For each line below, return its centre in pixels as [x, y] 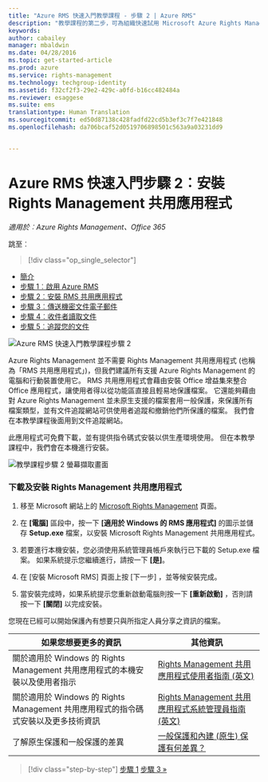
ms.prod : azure [33, 68]
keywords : [25, 30]
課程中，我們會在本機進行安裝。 [61, 447]
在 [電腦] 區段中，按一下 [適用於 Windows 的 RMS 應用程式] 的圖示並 [133, 523]
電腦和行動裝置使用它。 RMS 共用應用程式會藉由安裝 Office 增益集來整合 [128, 380]
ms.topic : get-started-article [60, 61]
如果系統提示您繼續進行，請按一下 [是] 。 [102, 560]
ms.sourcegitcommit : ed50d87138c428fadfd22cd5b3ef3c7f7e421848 [116, 120]
